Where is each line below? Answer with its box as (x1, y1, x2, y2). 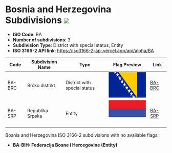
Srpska (27, 113, 42, 119)
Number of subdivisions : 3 (12, 37, 71, 43)
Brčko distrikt (27, 82, 55, 88)
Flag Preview (113, 61, 142, 67)
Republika (27, 108, 49, 114)
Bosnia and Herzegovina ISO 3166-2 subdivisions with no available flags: (5, 132, 159, 138)
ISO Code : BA (12, 31, 42, 37)
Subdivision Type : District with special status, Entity (12, 42, 124, 48)
